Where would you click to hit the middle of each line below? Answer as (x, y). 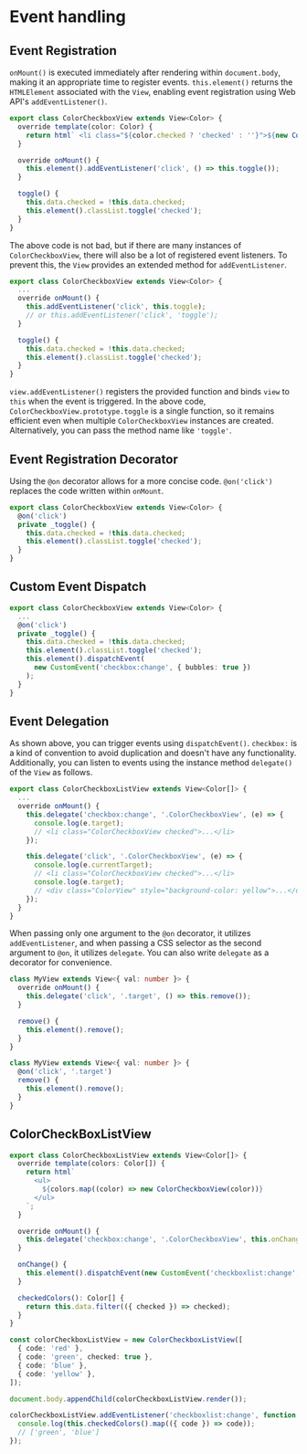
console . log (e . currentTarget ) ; (93, 865)
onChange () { (42, 1265)
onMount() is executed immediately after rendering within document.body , (145, 72)
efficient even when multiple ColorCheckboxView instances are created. (142, 421)
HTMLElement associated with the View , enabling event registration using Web (153, 92)
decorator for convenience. (61, 963)
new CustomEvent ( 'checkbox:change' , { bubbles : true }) (142, 668)
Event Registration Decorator (94, 459)
